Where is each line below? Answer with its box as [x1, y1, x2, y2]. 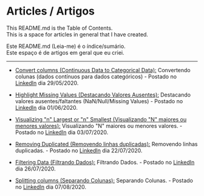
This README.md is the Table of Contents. [6, 24, 113, 32]
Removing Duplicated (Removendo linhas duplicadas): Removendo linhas [15, 140, 198, 147]
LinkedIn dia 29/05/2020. [15, 79, 79, 86]
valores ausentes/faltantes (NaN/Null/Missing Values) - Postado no [15, 97, 183, 104]
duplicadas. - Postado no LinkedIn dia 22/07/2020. [15, 147, 143, 154]
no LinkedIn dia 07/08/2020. [15, 183, 87, 191]
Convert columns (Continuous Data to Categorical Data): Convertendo [15, 66, 191, 73]
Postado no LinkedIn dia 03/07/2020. [15, 129, 109, 136]
